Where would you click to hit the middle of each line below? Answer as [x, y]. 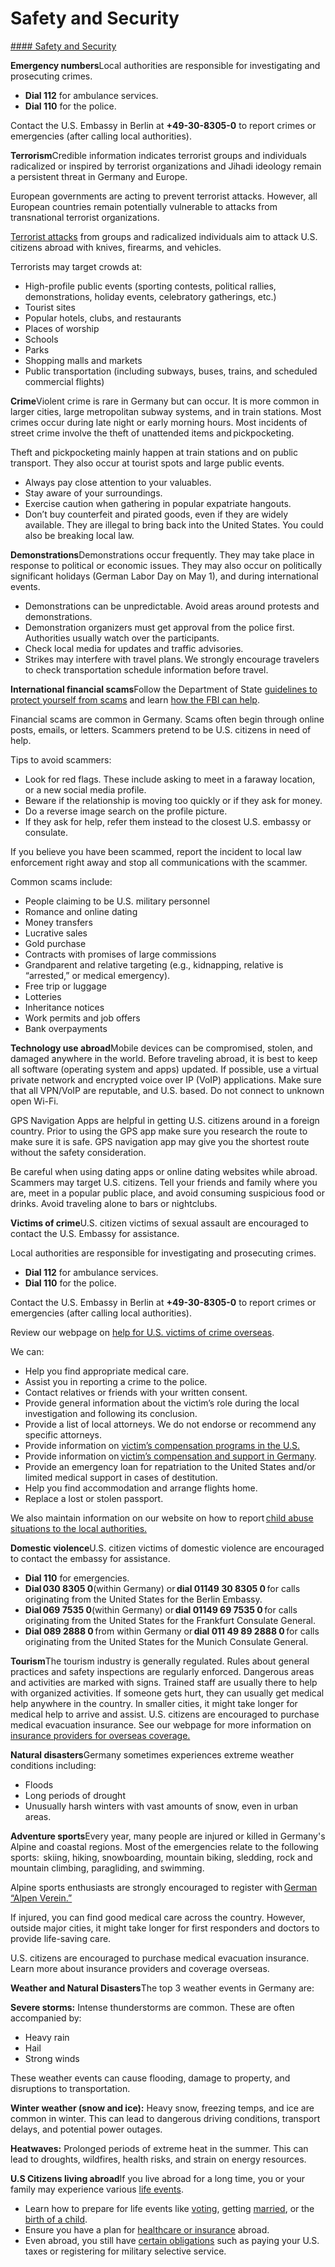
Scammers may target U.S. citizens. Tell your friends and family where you [164, 1182]
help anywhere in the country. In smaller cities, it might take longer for [154, 1703]
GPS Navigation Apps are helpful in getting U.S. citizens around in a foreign [165, 1120]
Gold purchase [55, 943]
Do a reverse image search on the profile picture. [126, 811]
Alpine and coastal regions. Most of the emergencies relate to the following [164, 1846]
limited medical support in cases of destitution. [121, 1477]
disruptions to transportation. [70, 2088]
